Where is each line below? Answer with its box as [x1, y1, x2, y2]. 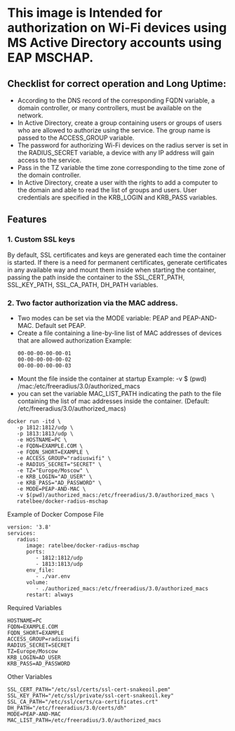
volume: [25, 579, 49, 586]
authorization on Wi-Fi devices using [7, 20, 227, 36]
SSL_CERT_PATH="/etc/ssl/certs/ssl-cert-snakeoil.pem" [7, 686, 171, 693]
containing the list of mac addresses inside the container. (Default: [17, 397, 210, 405]
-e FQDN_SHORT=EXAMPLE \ [16, 448, 90, 456]
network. [17, 111, 43, 119]
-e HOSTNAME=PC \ [16, 436, 68, 443]
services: [7, 529, 36, 536]
